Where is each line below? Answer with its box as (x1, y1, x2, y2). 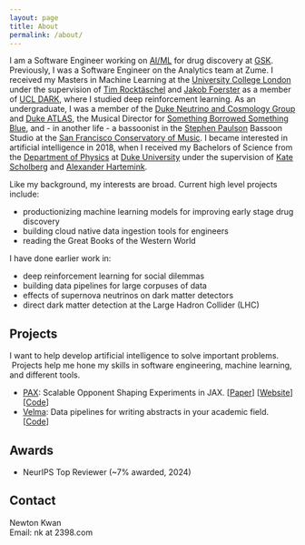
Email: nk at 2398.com (9, 527, 93, 538)
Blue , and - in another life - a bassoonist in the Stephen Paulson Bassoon (9, 123, 283, 134)
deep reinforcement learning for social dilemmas (22, 270, 205, 282)
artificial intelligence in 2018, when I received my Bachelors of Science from (9, 142, 293, 153)
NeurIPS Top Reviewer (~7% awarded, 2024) (22, 467, 192, 478)
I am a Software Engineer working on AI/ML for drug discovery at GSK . (9, 56, 274, 66)
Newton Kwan (9, 517, 62, 528)
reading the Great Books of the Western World (22, 236, 197, 247)
